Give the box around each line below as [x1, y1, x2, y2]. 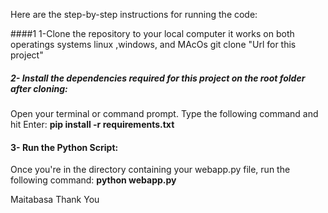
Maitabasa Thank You [10, 194, 100, 206]
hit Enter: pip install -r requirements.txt [10, 118, 175, 130]
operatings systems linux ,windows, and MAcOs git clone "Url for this [10, 39, 297, 50]
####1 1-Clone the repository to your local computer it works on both [10, 28, 295, 39]
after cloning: [10, 82, 68, 94]
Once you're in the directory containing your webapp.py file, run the [10, 164, 291, 176]
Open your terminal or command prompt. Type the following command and [10, 107, 319, 119]
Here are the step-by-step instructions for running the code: [10, 9, 258, 20]
